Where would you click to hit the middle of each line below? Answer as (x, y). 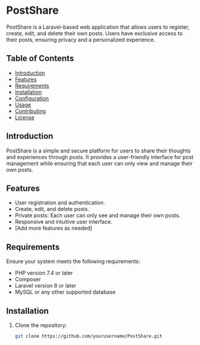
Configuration (32, 98)
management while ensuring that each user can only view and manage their (99, 163)
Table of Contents (40, 58)
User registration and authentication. (60, 203)
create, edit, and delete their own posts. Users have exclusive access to (95, 33)
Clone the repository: (41, 325)
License (24, 117)
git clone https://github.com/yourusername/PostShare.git (88, 336)
